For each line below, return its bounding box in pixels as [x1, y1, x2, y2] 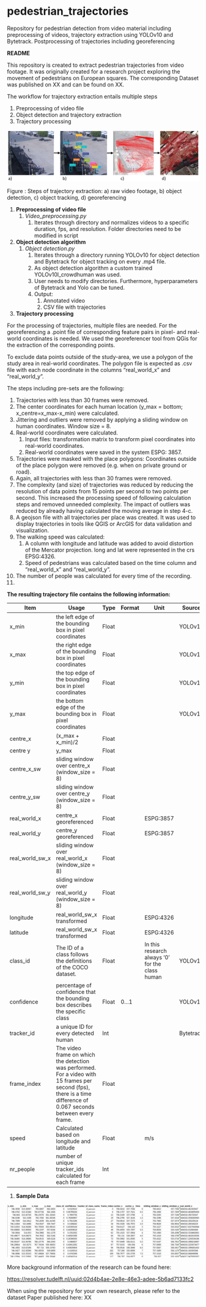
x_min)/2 [56, 738, 79, 746]
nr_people [9, 1165, 35, 1173]
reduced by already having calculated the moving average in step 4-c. [15, 507, 193, 514]
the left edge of [56, 613, 95, 620]
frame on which [56, 1051, 95, 1058]
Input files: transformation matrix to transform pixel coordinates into [24, 435, 196, 442]
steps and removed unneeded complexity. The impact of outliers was [15, 501, 191, 508]
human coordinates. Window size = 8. [15, 422, 112, 430]
